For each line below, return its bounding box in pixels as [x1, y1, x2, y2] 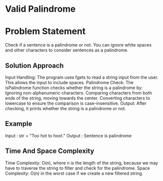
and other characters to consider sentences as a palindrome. [5, 47, 129, 53]
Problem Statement [5, 26, 86, 37]
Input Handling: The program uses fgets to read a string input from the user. [5, 74, 159, 80]
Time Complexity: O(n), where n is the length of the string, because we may [5, 160, 159, 166]
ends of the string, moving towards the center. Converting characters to [5, 95, 151, 101]
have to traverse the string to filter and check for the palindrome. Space [5, 165, 150, 171]
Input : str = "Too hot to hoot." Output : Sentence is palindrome [5, 133, 132, 138]
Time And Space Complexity [5, 147, 94, 155]
